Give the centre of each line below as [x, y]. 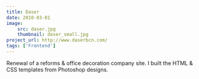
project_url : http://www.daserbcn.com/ [57, 40]
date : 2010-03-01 [28, 18]
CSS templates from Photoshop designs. [57, 69]
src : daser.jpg [37, 29]
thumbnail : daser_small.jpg [53, 35]
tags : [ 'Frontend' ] [31, 46]
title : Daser [23, 12]
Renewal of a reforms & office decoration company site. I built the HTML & [100, 63]
